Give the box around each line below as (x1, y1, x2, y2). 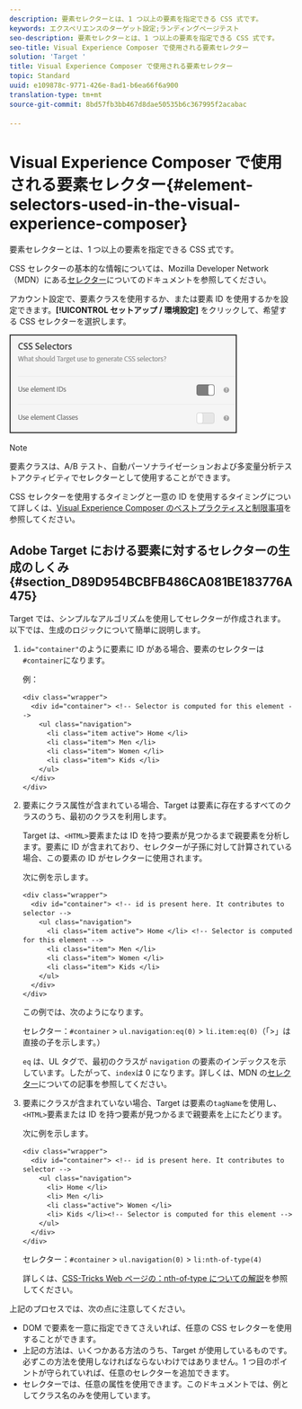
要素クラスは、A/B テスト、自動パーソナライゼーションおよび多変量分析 (9, 461, 277, 472)
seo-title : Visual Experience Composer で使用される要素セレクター (9, 43, 250, 52)
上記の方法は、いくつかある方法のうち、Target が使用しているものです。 (22, 1345, 292, 1356)
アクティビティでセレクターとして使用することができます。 (16, 472, 235, 483)
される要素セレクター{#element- (9, 174, 253, 195)
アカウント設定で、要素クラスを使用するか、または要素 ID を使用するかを (9, 293, 281, 305)
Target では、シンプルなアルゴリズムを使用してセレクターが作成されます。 (9, 613, 286, 624)
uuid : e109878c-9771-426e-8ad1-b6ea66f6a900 (9, 81, 179, 90)
